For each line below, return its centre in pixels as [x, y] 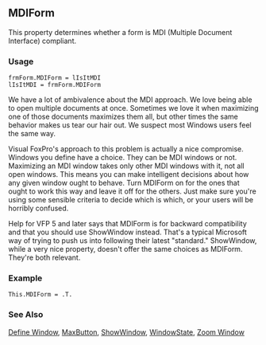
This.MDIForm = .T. [40, 295]
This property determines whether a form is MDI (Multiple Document [120, 32]
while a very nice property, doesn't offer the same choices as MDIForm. [125, 249]
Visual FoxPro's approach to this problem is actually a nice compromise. [126, 149]
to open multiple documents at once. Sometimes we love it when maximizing [134, 108]
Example [25, 278]
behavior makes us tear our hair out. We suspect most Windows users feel [130, 125]
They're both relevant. [44, 257]
